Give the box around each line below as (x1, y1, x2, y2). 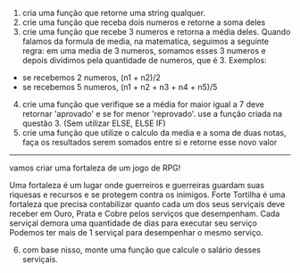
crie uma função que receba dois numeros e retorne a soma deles (21, 17, 266, 28)
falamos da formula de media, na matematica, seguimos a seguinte (21, 36, 270, 46)
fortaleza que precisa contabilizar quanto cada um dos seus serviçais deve (9, 199, 286, 209)
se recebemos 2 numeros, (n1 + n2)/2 (21, 72, 161, 83)
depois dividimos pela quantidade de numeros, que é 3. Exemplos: (21, 55, 268, 65)
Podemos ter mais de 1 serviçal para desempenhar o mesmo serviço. (9, 227, 263, 237)
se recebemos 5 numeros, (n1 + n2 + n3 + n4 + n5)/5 (21, 82, 218, 92)
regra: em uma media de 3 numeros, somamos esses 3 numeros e (21, 45, 266, 56)
